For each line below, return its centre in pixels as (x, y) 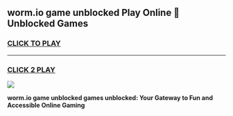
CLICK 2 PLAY (31, 69)
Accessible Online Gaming (46, 105)
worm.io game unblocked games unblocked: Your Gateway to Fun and (110, 97)
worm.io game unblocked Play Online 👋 (94, 13)
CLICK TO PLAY (34, 44)
